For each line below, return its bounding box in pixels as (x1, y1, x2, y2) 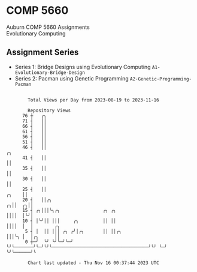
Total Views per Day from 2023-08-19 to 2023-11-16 (28, 97, 160, 103)
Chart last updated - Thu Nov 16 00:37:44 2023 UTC (28, 259, 160, 266)
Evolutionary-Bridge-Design (14, 70, 85, 76)
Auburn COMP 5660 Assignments (6, 23, 90, 31)
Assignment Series (6, 47, 79, 58)
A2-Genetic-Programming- (129, 76, 192, 82)
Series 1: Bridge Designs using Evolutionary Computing (14, 63, 151, 70)
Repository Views (28, 107, 71, 113)
